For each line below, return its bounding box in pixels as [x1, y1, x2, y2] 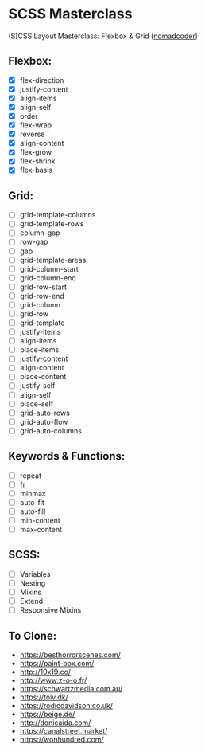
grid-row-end [19, 291, 65, 300]
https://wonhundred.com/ [19, 734, 105, 744]
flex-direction [19, 75, 64, 84]
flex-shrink [19, 156, 56, 166]
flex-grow [19, 147, 52, 157]
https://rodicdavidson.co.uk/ [19, 701, 114, 710]
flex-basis [19, 165, 53, 175]
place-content [19, 372, 67, 382]
